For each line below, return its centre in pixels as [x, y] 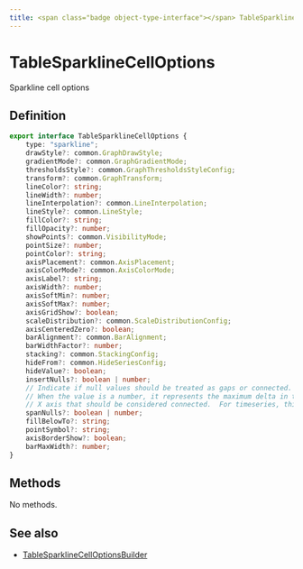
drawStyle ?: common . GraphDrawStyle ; [95, 153]
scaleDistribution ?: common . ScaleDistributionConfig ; [129, 321]
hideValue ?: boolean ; [66, 371]
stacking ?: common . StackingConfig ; [92, 354]
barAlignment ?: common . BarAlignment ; [96, 338]
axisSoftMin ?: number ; [68, 296]
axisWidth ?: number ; [64, 288]
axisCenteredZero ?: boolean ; [80, 329]
